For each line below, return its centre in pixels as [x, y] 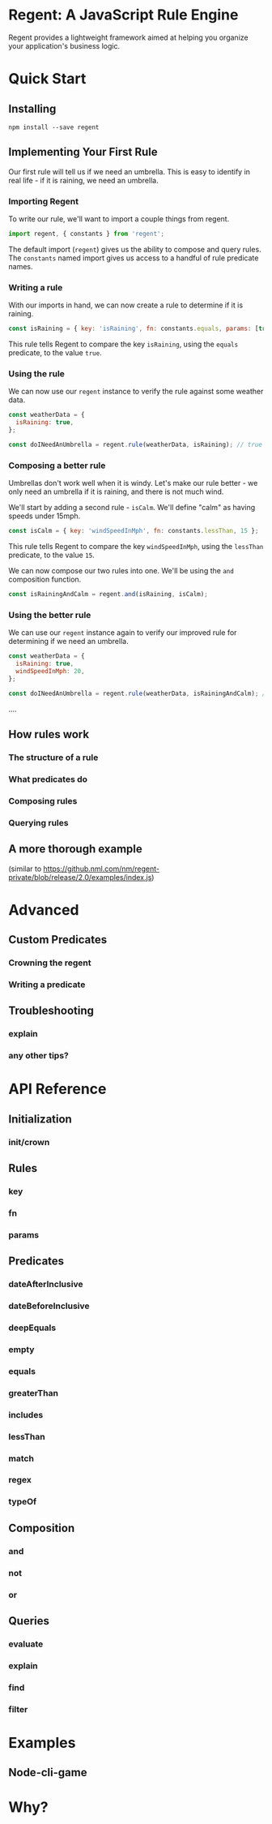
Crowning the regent [50, 963]
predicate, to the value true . [55, 353]
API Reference [57, 1089]
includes [26, 1414]
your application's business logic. [64, 45]
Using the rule [36, 374]
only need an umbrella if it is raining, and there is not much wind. [116, 491]
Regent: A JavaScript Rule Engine [123, 15]
